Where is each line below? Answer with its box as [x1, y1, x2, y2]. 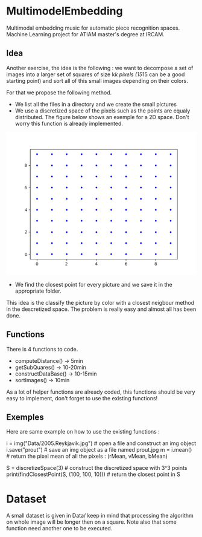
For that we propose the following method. [6, 89, 112, 96]
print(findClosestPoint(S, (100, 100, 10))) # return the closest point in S [6, 470, 181, 478]
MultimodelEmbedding [6, 4, 123, 18]
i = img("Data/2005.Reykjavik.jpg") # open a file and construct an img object [6, 440, 197, 447]
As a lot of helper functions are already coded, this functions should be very [6, 388, 195, 395]
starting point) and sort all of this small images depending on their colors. [6, 77, 188, 84]
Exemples [6, 412, 44, 422]
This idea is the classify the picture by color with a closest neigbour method [6, 299, 195, 306]
